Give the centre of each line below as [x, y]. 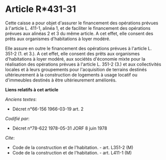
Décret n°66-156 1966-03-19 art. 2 [48, 109]
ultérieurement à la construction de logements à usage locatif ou [71, 75]
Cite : [10, 138]
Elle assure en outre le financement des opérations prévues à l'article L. [79, 48]
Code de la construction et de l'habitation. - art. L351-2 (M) [73, 147]
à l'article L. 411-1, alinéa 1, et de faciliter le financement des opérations [78, 28]
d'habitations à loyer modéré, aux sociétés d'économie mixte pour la [75, 59]
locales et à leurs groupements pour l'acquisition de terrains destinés [76, 69]
